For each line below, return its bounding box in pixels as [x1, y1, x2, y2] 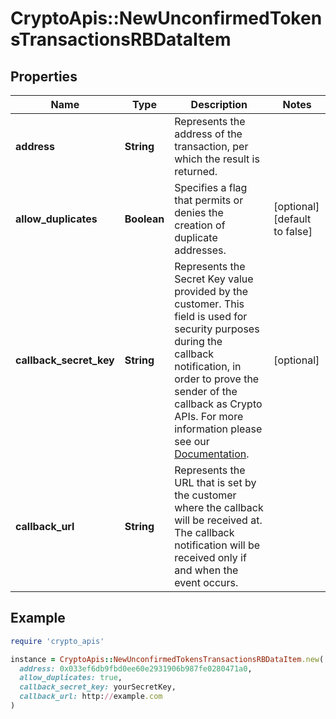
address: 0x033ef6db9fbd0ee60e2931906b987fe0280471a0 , [19, 663, 253, 674]
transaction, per [174, 140, 249, 153]
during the [174, 335, 223, 348]
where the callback [174, 501, 264, 514]
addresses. [174, 243, 227, 257]
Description [190, 98, 248, 111]
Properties [10, 68, 78, 85]
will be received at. [174, 513, 263, 527]
